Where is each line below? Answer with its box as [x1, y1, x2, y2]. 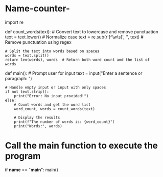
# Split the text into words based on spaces [5, 49, 99, 54]
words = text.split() [5, 53, 49, 58]
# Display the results [14, 115, 60, 120]
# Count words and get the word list [14, 102, 91, 107]
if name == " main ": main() [5, 167, 59, 173]
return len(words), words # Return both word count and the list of [5, 57, 150, 62]
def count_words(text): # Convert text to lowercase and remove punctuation [5, 29, 158, 34]
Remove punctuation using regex [5, 39, 72, 45]
